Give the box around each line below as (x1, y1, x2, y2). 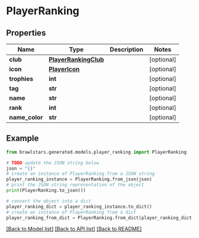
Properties (6, 28, 46, 38)
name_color (9, 113, 43, 121)
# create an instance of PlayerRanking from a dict (6, 209, 136, 215)
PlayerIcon (48, 65, 80, 73)
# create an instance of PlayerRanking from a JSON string (6, 171, 155, 177)
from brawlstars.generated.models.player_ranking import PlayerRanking (6, 149, 187, 155)
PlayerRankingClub (48, 55, 104, 64)
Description (109, 46, 144, 53)
